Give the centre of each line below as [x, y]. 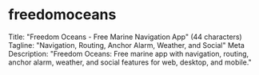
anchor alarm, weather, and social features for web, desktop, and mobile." [130, 62]
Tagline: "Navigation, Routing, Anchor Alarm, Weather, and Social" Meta [127, 45]
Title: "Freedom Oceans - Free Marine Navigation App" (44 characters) [125, 37]
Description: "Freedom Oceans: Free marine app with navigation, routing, [129, 53]
